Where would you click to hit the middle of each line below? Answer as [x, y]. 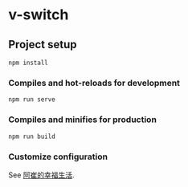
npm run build [32, 136]
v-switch [39, 15]
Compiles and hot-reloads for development [94, 83]
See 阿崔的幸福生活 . [41, 175]
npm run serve [32, 100]
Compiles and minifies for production [82, 120]
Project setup [43, 45]
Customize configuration [58, 157]
